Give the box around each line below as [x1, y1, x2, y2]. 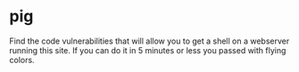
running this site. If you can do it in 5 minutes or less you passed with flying [9, 44, 287, 55]
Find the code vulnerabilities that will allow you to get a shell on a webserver [9, 36, 290, 46]
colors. [9, 54, 35, 65]
